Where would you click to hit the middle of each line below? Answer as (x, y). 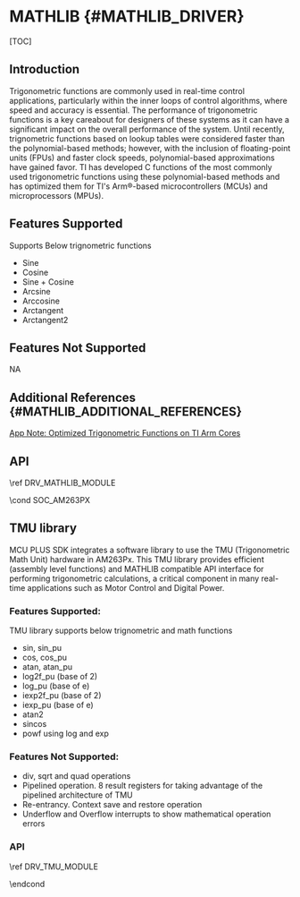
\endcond (27, 884)
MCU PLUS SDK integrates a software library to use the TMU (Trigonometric (150, 550)
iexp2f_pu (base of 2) (62, 696)
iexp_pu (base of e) (58, 705)
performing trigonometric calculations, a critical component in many (134, 578)
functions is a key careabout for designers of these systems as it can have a (150, 119)
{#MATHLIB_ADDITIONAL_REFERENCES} (126, 411)
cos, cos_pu (45, 658)
